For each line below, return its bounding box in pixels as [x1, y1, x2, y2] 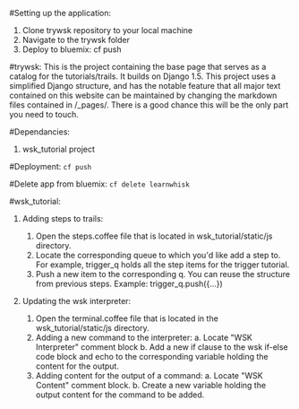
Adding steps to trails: [21, 213, 104, 223]
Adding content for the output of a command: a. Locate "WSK [35, 370, 263, 380]
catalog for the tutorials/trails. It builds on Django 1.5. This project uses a [9, 71, 276, 82]
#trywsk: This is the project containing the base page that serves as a [9, 62, 267, 72]
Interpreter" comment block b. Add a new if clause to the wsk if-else [35, 342, 288, 352]
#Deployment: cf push [9, 161, 92, 171]
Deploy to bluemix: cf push [21, 44, 123, 55]
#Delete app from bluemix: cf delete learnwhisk [9, 178, 190, 189]
